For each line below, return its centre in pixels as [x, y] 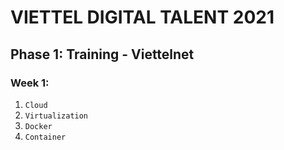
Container [45, 137]
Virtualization [56, 116]
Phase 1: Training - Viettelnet [102, 54]
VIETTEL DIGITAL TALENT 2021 [142, 17]
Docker [38, 126]
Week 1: [30, 83]
